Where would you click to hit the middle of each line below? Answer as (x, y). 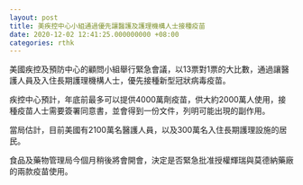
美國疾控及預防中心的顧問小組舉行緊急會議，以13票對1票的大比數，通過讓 (146, 69)
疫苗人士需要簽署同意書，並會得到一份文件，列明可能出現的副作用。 (143, 111)
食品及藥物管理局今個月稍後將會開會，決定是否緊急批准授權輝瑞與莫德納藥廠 (151, 160)
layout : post (34, 18)
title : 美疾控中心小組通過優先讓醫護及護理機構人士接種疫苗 (107, 26)
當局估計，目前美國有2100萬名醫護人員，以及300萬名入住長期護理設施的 (144, 130)
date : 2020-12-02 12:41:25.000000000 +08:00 (94, 34)
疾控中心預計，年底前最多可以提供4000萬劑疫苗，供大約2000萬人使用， (144, 100)
